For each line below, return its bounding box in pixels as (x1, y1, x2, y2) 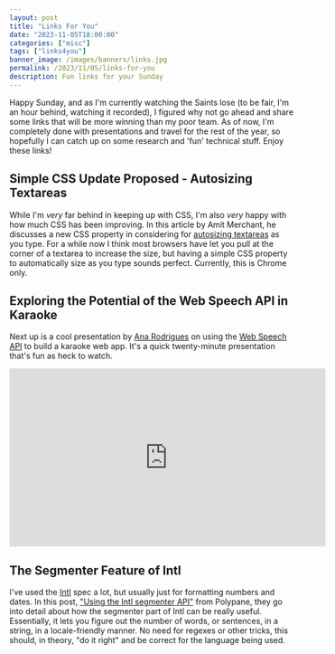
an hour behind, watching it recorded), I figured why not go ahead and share (9, 106, 294, 118)
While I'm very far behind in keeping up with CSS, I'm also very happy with (9, 209, 287, 220)
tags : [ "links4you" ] (9, 47, 88, 56)
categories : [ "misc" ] (9, 38, 91, 48)
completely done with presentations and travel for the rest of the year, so (9, 126, 281, 137)
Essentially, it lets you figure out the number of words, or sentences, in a (9, 616, 278, 627)
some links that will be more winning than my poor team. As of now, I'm (9, 116, 275, 127)
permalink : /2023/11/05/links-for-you (9, 64, 155, 73)
